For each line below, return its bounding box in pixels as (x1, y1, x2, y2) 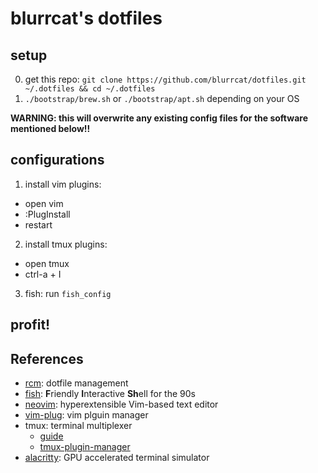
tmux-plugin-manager (39, 441, 131, 453)
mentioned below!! (10, 123, 91, 134)
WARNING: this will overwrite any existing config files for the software (10, 112, 308, 124)
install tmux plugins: (24, 238, 108, 250)
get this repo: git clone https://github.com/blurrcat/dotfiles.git (24, 73, 307, 85)
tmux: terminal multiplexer (24, 420, 133, 432)
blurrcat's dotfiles (10, 7, 163, 30)
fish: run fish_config (24, 287, 112, 299)
